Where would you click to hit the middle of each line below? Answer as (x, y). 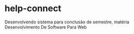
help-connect (33, 8)
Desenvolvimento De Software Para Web (46, 27)
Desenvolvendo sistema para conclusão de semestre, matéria (67, 22)
